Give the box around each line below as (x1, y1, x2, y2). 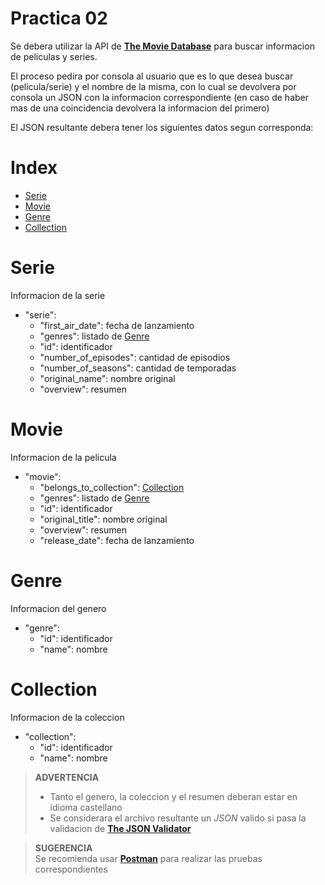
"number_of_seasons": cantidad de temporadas (39, 362, 237, 374)
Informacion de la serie (10, 289, 106, 301)
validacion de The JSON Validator (49, 822, 192, 834)
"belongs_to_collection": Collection (39, 481, 185, 493)
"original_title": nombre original (39, 513, 168, 525)
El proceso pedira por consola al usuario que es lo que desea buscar (10, 70, 294, 82)
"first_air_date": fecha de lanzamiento (39, 319, 195, 331)
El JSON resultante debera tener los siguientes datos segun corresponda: (10, 121, 314, 133)
